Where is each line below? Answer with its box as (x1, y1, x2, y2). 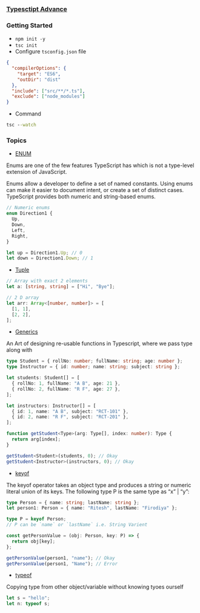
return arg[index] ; (12, 436, 61, 442)
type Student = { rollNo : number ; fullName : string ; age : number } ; (6, 358, 183, 365)
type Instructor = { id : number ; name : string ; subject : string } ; (6, 364, 181, 370)
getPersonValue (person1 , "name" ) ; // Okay (6, 555, 115, 561)
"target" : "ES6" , (17, 70, 61, 77)
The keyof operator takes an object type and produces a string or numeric (6, 481, 192, 488)
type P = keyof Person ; (6, 516, 67, 522)
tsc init (15, 43, 38, 49)
